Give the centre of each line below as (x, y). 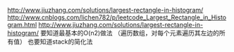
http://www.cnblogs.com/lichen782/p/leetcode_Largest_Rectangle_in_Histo (117, 17)
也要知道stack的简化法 (60, 42)
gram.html (22, 25)
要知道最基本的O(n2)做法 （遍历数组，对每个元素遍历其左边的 (130, 33)
